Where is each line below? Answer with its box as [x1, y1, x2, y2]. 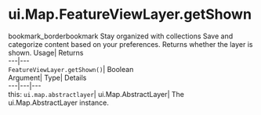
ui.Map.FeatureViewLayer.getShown [8, 5, 252, 23]
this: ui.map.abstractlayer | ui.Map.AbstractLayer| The [8, 89, 185, 99]
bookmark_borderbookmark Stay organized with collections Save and [8, 31, 234, 41]
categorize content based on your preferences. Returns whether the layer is [8, 39, 253, 49]
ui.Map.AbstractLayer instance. [8, 98, 110, 107]
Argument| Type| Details [8, 73, 87, 82]
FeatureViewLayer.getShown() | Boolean [8, 64, 134, 74]
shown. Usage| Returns [8, 48, 84, 57]
